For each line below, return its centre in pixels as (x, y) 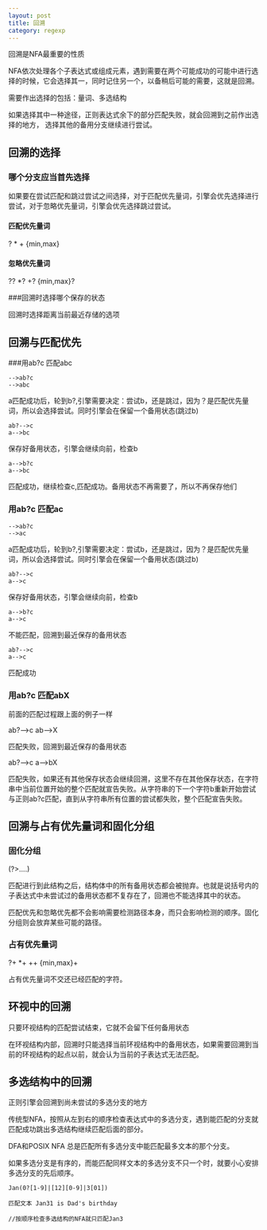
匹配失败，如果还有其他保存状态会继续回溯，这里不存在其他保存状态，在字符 (133, 779)
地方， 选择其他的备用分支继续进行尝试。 (89, 125)
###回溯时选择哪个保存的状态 (57, 298)
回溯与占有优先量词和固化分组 (81, 826)
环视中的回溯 (40, 1006)
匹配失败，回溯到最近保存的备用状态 (68, 746)
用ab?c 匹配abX (39, 695)
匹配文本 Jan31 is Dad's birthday (63, 1204)
